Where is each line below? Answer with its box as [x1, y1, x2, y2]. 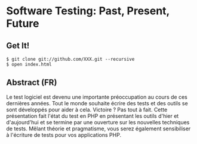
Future [6, 17, 40, 30]
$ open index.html [6, 61, 52, 67]
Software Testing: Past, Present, [6, 4, 170, 18]
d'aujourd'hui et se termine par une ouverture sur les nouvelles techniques [6, 118, 190, 126]
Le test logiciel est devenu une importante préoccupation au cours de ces [6, 93, 188, 101]
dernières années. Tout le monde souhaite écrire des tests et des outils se [6, 99, 188, 107]
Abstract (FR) [6, 77, 57, 87]
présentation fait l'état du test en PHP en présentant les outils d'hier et [6, 112, 179, 120]
